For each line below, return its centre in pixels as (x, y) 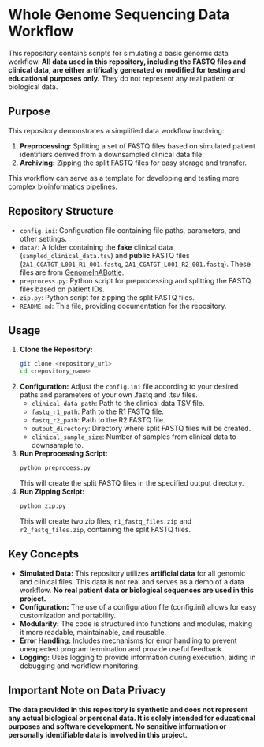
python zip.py (43, 506)
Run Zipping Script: (52, 492)
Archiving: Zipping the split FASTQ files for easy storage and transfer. (133, 163)
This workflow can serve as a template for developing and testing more (124, 178)
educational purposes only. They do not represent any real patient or (121, 78)
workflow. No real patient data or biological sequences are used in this (136, 590)
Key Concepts (43, 554)
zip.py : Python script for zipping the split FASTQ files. (107, 297)
